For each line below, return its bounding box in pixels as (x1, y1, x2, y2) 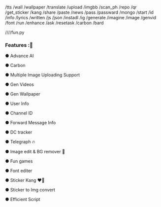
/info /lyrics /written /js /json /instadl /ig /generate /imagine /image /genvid (5, 15, 157, 20)
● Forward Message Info (5, 120, 56, 126)
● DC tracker (5, 129, 32, 135)
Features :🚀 (5, 41, 33, 48)
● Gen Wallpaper (5, 91, 40, 97)
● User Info (5, 101, 30, 106)
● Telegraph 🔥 (5, 139, 35, 145)
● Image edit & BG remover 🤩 (5, 149, 65, 155)
